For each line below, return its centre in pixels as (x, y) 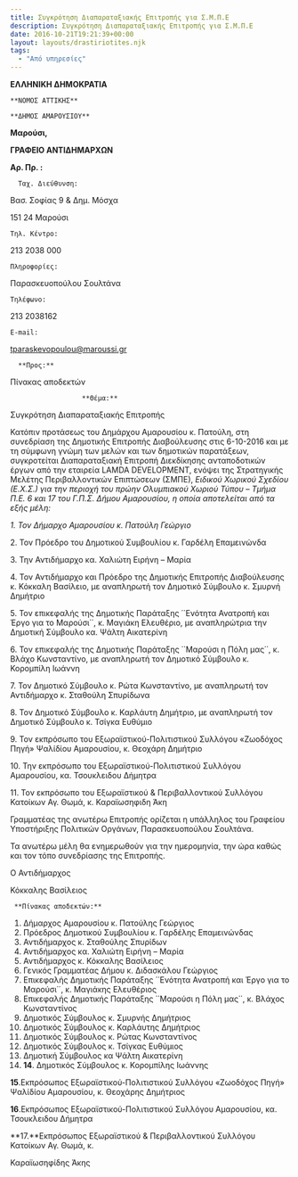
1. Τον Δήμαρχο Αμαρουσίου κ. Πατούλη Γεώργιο (101, 525)
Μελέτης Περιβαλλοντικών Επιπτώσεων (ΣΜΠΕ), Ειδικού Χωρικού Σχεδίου (149, 479)
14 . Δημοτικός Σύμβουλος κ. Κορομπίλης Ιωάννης (116, 1065)
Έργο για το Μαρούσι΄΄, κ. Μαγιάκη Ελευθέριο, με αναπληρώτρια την (139, 622)
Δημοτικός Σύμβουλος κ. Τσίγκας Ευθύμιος (103, 1046)
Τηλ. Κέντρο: (34, 234)
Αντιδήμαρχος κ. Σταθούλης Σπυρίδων (95, 942)
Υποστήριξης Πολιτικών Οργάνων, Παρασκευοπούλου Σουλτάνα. (132, 829)
